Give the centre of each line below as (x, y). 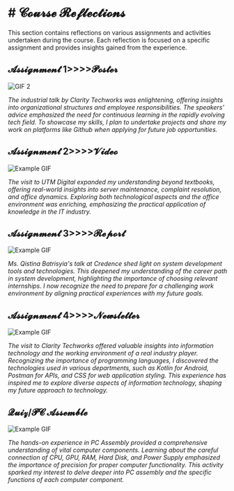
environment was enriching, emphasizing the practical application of (107, 204)
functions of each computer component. (66, 479)
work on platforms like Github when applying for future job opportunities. (113, 129)
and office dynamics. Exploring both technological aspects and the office (114, 196)
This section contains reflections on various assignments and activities (109, 32)
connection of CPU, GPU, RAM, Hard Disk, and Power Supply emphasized (114, 457)
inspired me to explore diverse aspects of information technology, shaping (115, 383)
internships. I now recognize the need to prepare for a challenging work (111, 286)
